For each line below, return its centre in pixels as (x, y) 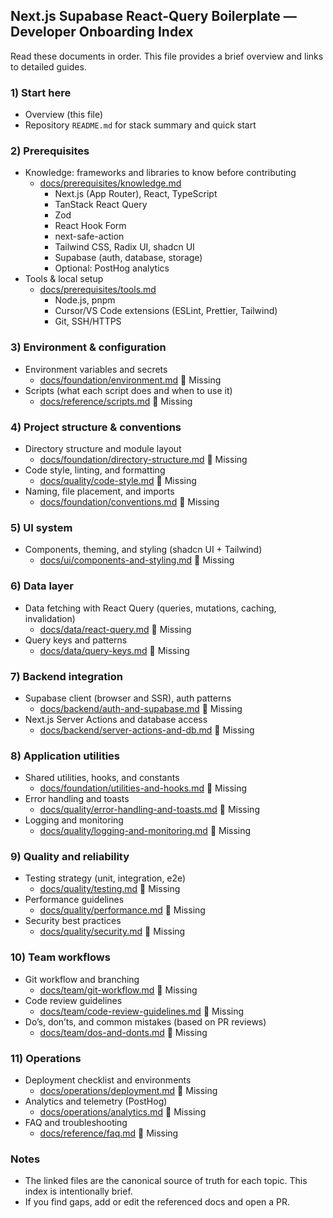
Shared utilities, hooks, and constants (102, 778)
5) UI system (41, 527)
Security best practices (73, 921)
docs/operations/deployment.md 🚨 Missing (128, 1091)
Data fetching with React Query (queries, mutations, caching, (150, 608)
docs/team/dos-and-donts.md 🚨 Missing (123, 1032)
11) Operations (46, 1058)
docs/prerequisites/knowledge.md (110, 183)
